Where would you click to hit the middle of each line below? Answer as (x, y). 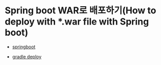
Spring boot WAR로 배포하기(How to (80, 10)
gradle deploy (27, 56)
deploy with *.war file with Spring (77, 22)
